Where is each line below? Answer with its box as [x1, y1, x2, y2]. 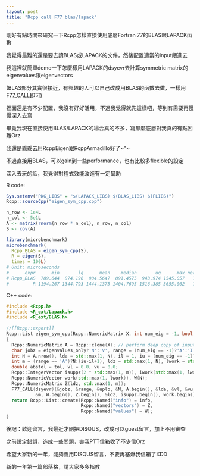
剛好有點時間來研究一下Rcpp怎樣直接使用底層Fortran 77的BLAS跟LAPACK [6, 31, 187, 39]
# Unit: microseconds [6, 264, 60, 271]
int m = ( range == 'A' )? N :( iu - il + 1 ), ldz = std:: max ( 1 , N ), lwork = [11, 358, 185, 365]
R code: [6, 181, 26, 189]
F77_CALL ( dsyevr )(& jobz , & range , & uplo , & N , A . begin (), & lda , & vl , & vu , [11, 386, 196, 392]
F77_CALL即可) [6, 92, 43, 99]
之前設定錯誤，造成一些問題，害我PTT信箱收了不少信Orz [6, 438, 145, 445]
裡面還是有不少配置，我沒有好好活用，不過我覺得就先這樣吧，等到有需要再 [6, 104, 189, 111]
